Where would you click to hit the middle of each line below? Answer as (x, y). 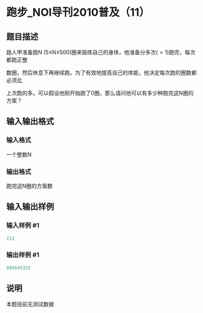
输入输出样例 (30, 207)
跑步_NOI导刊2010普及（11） (78, 12)
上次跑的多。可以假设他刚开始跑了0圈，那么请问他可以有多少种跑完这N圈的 (100, 93)
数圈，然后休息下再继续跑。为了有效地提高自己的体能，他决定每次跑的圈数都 (101, 73)
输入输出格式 (30, 121)
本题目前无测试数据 (30, 304)
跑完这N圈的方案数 (30, 186)
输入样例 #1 (23, 225)
